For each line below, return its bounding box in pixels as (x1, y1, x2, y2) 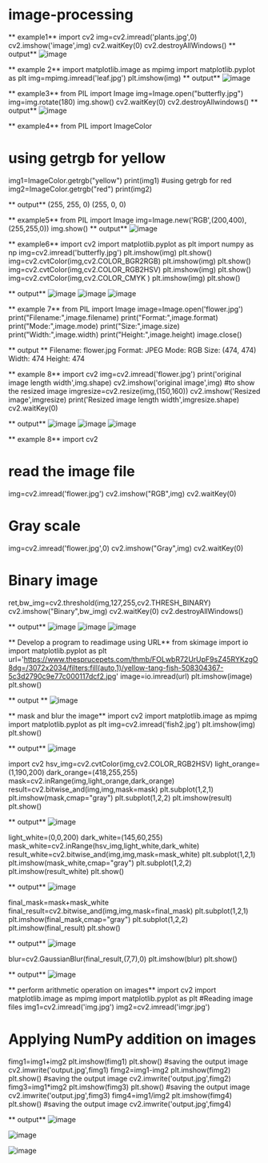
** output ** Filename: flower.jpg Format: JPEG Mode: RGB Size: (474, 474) (8, 345, 257, 355)
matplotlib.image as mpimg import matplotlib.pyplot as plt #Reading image (8, 993, 254, 1003)
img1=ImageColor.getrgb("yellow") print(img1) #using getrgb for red (8, 175, 232, 185)
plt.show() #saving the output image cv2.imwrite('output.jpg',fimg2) (8, 1073, 232, 1083)
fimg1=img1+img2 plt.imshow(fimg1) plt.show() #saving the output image (8, 1057, 249, 1066)
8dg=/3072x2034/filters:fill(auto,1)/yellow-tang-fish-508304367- (8, 663, 224, 672)
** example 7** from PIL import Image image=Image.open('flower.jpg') (8, 304, 244, 314)
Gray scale (8, 517, 82, 535)
